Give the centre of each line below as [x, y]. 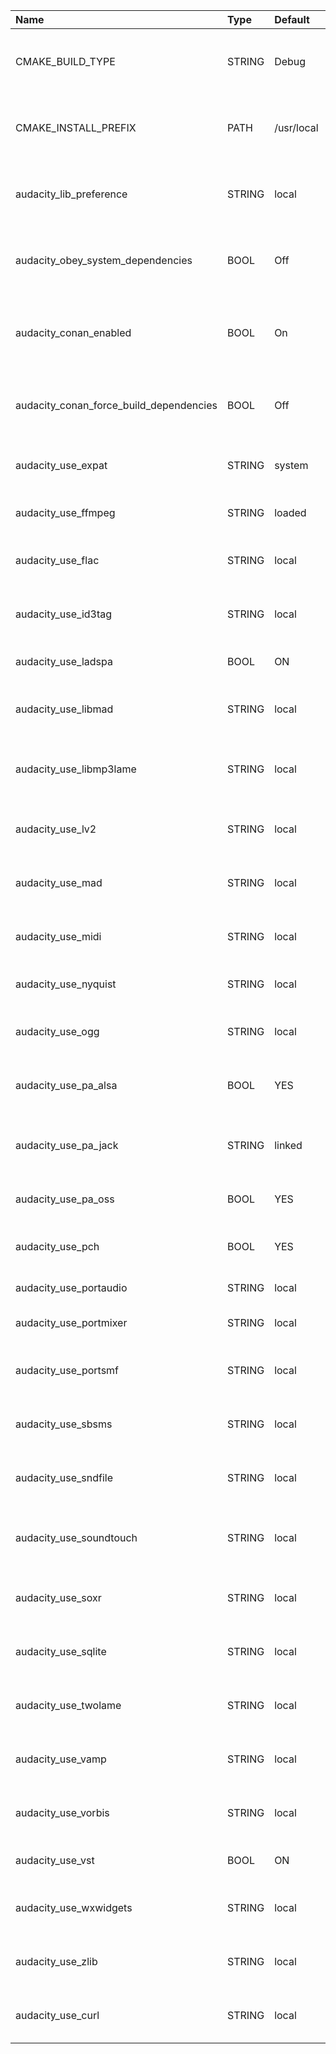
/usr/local [296, 127]
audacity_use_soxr [58, 1597]
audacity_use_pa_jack [67, 1145]
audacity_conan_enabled [73, 332]
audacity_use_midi [58, 936]
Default [292, 19]
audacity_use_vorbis [62, 1812]
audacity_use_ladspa [64, 661]
